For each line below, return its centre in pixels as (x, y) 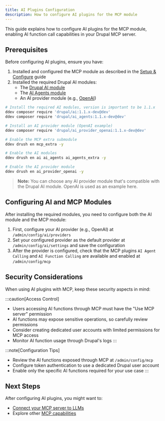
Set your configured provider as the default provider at (69, 240)
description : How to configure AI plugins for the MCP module (71, 15)
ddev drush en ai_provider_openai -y (44, 172)
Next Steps (23, 386)
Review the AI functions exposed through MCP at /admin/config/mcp (83, 360)
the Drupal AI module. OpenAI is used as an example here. (77, 186)
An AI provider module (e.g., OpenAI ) (58, 98)
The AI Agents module (43, 93)
